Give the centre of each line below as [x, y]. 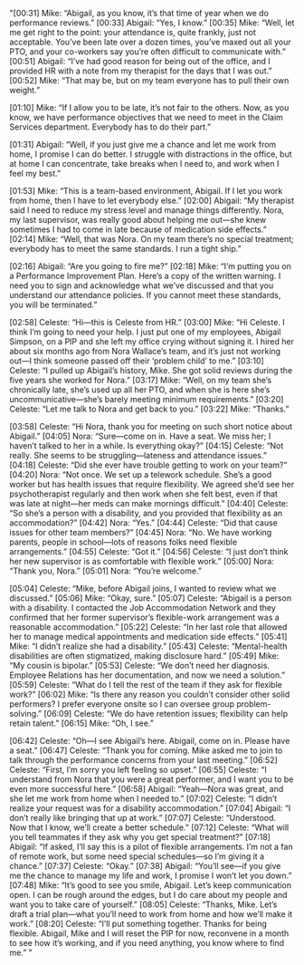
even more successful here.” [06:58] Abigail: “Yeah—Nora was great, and [147, 789]
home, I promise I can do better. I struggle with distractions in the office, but [151, 154]
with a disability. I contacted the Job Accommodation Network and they [142, 608]
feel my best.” [35, 173]
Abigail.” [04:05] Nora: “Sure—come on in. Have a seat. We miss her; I [140, 436]
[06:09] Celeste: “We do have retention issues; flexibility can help [166, 714]
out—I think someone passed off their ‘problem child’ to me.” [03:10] [137, 361]
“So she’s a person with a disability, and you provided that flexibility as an [146, 513]
